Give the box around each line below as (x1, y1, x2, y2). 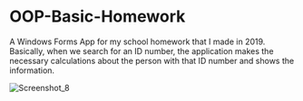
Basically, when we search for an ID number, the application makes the (9, 45, 274, 56)
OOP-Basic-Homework (9, 6, 186, 27)
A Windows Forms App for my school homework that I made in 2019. (9, 36, 266, 47)
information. (9, 65, 55, 76)
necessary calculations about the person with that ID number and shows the (9, 55, 295, 66)
